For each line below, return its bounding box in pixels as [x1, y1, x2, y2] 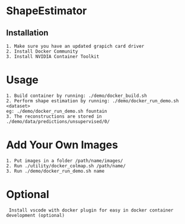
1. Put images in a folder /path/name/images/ [6, 158, 123, 164]
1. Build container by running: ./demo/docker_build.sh [6, 93, 147, 99]
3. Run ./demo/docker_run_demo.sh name [6, 168, 105, 174]
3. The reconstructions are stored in [6, 113, 102, 119]
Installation [6, 28, 49, 38]
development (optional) [6, 212, 65, 218]
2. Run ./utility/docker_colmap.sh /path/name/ [6, 163, 126, 169]
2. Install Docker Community [6, 48, 78, 54]
